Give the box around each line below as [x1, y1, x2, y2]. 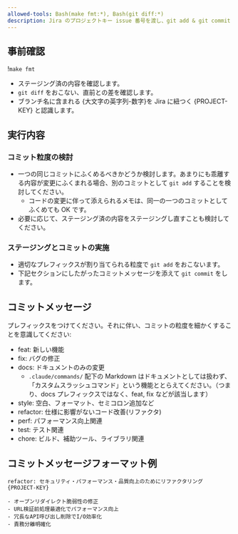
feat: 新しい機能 [17, 345, 65, 354]
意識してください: [19, 330, 72, 339]
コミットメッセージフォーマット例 [7, 457, 157, 469]
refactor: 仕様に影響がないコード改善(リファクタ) [17, 408, 162, 416]
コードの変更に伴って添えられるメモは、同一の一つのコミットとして [28, 197, 228, 205]
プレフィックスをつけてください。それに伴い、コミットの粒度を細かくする [7, 322, 226, 330]
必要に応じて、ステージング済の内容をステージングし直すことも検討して [17, 215, 230, 222]
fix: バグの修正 [17, 354, 61, 363]
